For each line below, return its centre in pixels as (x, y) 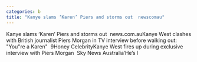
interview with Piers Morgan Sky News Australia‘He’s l (72, 53)
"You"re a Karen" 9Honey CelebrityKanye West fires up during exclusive (95, 46)
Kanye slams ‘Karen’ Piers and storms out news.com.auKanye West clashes (99, 34)
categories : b (24, 12)
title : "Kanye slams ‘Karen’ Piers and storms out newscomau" (86, 17)
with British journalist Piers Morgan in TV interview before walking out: (91, 40)
